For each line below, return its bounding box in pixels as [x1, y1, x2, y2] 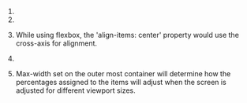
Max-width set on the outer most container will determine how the [15, 69, 231, 78]
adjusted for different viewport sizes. [15, 86, 136, 95]
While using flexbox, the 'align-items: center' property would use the [15, 31, 239, 39]
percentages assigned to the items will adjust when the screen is [15, 78, 226, 86]
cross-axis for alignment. [15, 39, 97, 48]
